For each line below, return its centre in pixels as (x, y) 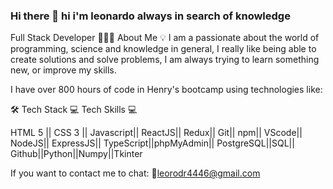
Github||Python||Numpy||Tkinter (76, 154)
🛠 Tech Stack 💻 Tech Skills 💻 (74, 110)
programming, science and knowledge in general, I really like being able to (163, 49)
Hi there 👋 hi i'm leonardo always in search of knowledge (150, 16)
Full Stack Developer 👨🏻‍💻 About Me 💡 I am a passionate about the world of (165, 38)
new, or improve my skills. (63, 70)
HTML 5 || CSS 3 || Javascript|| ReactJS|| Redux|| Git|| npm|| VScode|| (156, 133)
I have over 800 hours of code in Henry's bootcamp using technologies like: (166, 90)
